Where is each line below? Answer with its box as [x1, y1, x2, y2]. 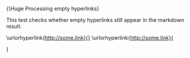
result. [6, 23, 22, 30]
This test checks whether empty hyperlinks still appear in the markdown [6, 17, 185, 23]
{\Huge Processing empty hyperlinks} [6, 5, 99, 12]
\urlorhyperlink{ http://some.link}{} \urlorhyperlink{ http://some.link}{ [6, 34, 174, 41]
